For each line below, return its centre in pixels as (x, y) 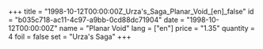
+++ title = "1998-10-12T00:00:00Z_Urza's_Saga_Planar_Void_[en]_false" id (131, 11)
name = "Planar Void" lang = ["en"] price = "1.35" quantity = (157, 28)
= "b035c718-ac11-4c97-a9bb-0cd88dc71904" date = (97, 20)
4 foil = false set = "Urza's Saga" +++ (70, 36)
